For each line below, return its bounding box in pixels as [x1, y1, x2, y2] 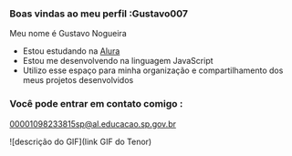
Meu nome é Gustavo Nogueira [9, 28, 127, 39]
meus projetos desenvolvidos [22, 75, 134, 86]
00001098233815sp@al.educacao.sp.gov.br [9, 118, 176, 130]
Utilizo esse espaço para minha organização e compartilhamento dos [22, 65, 284, 76]
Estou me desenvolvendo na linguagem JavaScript [22, 56, 214, 67]
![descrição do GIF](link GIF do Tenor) [9, 136, 152, 147]
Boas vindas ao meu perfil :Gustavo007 [9, 7, 189, 20]
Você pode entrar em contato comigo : [9, 98, 183, 110]
